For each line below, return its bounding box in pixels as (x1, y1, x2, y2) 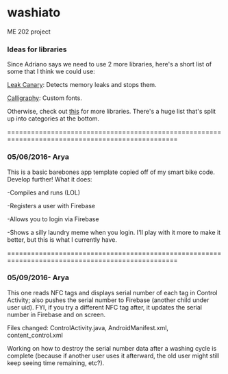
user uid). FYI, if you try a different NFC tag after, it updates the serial (7, 303, 202, 311)
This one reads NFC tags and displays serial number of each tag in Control (7, 288, 218, 297)
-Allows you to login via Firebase (7, 214, 99, 223)
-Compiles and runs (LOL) (7, 188, 81, 197)
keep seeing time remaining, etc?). (7, 358, 105, 367)
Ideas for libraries (7, 45, 67, 54)
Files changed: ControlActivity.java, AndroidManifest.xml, (7, 323, 169, 332)
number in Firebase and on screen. (7, 310, 106, 319)
